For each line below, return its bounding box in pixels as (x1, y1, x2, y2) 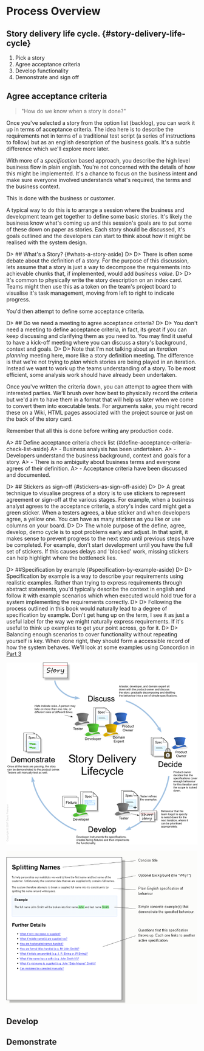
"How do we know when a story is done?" (21, 107, 126, 114)
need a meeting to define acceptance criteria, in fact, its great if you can (6, 326, 187, 333)
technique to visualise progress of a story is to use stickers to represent (6, 489, 186, 497)
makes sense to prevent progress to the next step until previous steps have (6, 535, 194, 542)
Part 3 (6, 650, 22, 657)
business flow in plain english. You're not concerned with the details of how (6, 163, 195, 170)
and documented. (6, 471, 50, 479)
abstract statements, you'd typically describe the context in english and (6, 585, 185, 592)
